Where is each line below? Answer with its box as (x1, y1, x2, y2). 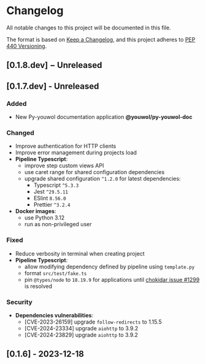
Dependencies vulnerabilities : (15, 311, 94, 319)
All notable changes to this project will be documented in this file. (6, 24, 172, 31)
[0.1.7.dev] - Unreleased (6, 81, 99, 91)
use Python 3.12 (24, 214, 65, 221)
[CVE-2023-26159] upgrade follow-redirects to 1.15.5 (24, 318, 162, 325)
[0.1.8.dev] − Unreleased (6, 60, 102, 70)
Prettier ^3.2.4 (33, 201, 71, 208)
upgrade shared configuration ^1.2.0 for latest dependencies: (24, 175, 181, 183)
